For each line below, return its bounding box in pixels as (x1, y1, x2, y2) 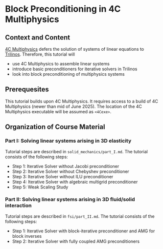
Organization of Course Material (5, 123, 105, 131)
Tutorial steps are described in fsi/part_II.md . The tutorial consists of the (5, 213, 155, 219)
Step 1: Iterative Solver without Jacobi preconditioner (12, 163, 119, 169)
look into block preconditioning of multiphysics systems (12, 71, 125, 77)
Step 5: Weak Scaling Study (12, 184, 69, 190)
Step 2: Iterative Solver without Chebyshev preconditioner (12, 168, 130, 174)
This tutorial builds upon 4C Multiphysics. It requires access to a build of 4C (5, 98, 158, 104)
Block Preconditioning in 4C (5, 3, 121, 15)
